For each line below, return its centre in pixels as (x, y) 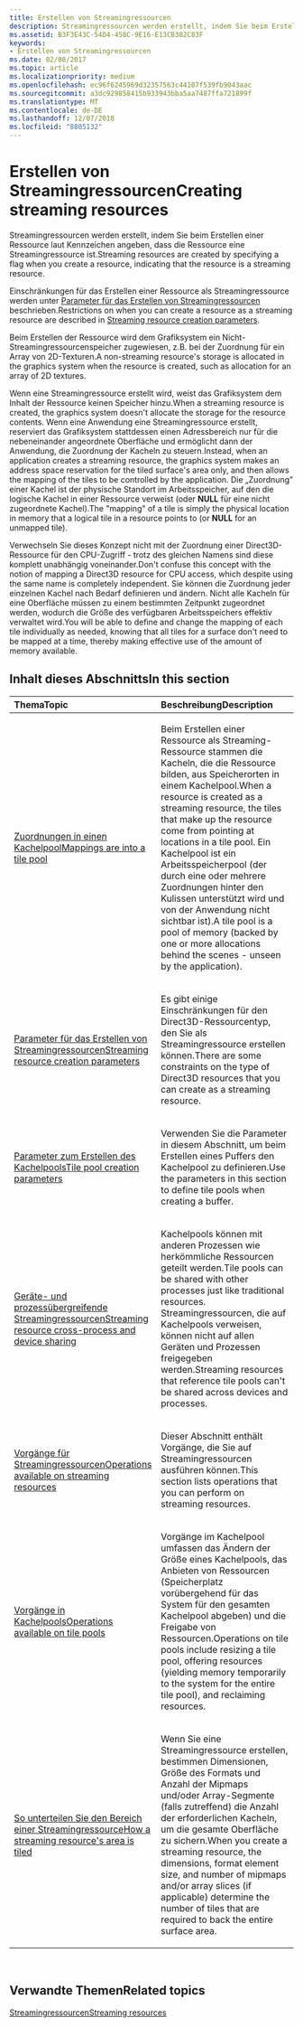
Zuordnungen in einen (60, 836)
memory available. (44, 651)
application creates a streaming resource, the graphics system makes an (144, 460)
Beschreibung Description (217, 704)
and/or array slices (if (207, 1885)
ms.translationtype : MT (54, 102)
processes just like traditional (223, 1290)
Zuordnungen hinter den (212, 887)
